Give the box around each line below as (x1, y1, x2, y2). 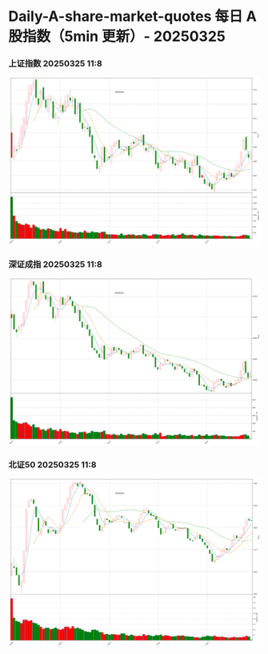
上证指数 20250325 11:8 (8, 58, 102, 69)
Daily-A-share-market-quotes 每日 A (8, 7, 258, 26)
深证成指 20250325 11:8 (8, 259, 102, 270)
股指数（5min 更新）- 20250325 (8, 27, 226, 46)
